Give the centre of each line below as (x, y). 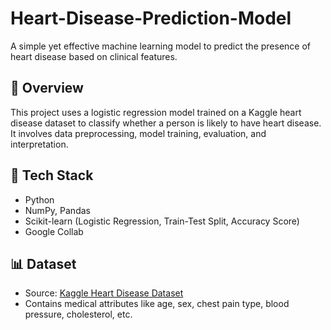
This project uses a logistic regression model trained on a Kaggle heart (156, 112)
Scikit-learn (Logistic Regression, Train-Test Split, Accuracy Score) (162, 221)
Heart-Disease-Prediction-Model (151, 18)
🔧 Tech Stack (52, 175)
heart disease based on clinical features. (94, 56)
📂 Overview (47, 88)
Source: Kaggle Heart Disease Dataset (104, 293)
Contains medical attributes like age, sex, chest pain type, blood (157, 304)
